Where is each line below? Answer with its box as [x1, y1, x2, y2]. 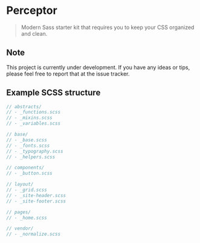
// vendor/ [6, 225, 34, 232]
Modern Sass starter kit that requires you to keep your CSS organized [21, 24, 195, 31]
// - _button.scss [6, 170, 53, 177]
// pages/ [6, 209, 31, 215]
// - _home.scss [6, 215, 47, 221]
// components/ [6, 164, 45, 171]
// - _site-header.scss [6, 192, 66, 198]
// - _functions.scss [6, 109, 61, 115]
